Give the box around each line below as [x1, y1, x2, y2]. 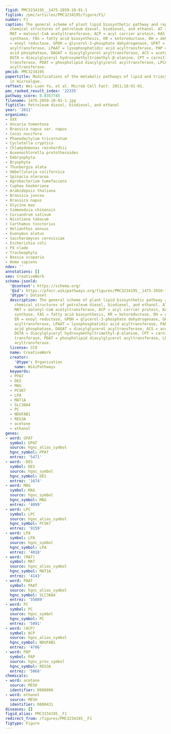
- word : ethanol [5, 692, 40, 697]
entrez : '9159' [10, 526, 42, 531]
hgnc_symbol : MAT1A [10, 569, 51, 574]
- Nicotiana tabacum [5, 217, 49, 222]
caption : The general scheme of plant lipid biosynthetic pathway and [5, 21, 158, 27]
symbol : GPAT [10, 440, 38, 446]
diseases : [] [5, 706, 33, 711]
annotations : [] [5, 269, 40, 274]
